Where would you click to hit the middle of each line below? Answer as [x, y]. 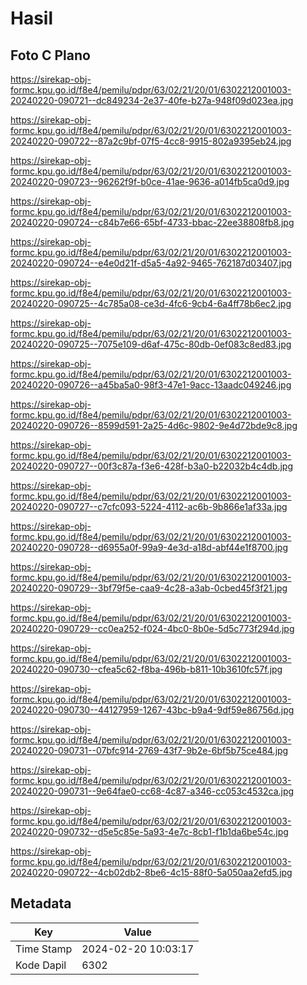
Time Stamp [44, 949]
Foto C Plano [50, 55]
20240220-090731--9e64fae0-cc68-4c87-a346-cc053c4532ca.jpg [152, 791]
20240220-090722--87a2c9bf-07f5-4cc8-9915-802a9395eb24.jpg [151, 141]
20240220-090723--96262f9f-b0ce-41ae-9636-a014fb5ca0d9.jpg [150, 181]
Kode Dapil [41, 965]
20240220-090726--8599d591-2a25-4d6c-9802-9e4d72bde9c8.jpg [154, 425]
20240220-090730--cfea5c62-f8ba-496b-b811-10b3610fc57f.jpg [146, 669]
